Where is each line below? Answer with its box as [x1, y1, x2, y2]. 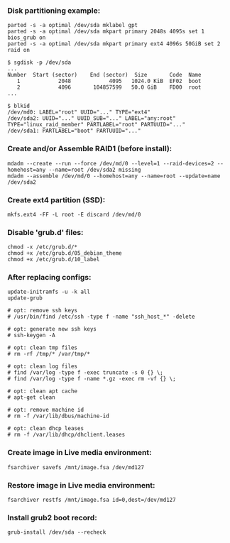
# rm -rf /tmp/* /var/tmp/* [7, 351, 91, 358]
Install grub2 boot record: [7, 513, 97, 522]
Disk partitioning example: [7, 6, 101, 16]
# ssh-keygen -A [7, 332, 55, 339]
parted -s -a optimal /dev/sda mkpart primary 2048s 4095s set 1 [7, 28, 204, 35]
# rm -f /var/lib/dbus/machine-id [7, 412, 110, 420]
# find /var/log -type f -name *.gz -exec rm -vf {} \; [7, 375, 176, 383]
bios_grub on [7, 34, 46, 41]
